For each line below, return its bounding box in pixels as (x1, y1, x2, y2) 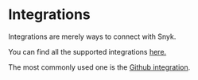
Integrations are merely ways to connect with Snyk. (8, 32, 177, 41)
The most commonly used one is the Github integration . (8, 62, 191, 72)
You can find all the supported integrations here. (8, 47, 167, 56)
